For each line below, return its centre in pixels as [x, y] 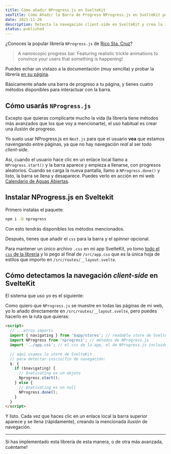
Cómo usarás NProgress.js [48, 106]
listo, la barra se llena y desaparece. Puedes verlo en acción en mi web [80, 176]
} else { [24, 383]
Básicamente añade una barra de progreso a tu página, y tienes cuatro [79, 84]
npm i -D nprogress [26, 219]
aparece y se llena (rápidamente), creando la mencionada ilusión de [76, 422]
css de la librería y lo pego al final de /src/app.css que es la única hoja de [83, 254]
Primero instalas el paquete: [35, 210]
